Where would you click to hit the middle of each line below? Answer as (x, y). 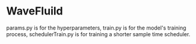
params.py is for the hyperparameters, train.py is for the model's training (96, 28)
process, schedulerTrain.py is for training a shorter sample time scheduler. (98, 34)
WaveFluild (35, 11)
